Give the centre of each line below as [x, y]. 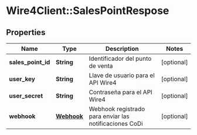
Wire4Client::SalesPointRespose [88, 11]
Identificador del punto [120, 58]
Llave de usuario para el [122, 75]
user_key [22, 79]
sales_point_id [30, 62]
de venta [101, 66]
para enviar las [109, 116]
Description [122, 49]
